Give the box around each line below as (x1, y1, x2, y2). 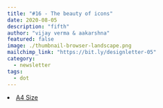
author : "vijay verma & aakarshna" (7, 29, 110, 37)
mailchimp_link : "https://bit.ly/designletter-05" (7, 49, 157, 56)
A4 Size (16, 93, 38, 102)
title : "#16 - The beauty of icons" (7, 10, 113, 17)
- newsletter (13, 62, 51, 69)
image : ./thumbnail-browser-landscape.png (7, 42, 132, 49)
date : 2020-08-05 (7, 17, 58, 24)
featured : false (7, 36, 54, 43)
